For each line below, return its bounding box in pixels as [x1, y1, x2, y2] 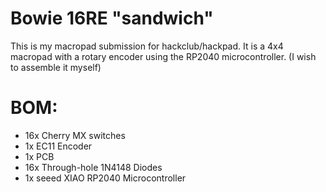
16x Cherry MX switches [24, 129, 126, 141]
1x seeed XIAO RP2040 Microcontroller [24, 172, 187, 184]
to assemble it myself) [10, 61, 102, 73]
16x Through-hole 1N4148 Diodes [24, 161, 163, 173]
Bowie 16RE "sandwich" [10, 7, 214, 30]
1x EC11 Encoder [24, 140, 93, 152]
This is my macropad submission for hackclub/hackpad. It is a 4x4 [10, 40, 284, 52]
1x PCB [24, 150, 55, 162]
